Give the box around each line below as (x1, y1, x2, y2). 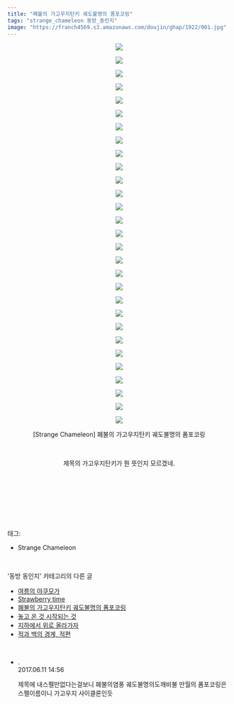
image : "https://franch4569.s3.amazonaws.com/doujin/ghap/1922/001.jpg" (7, 23, 227, 31)
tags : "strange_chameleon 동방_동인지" (7, 17, 118, 24)
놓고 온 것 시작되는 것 (17, 612, 77, 621)
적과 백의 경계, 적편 (17, 630, 71, 639)
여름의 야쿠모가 (17, 587, 60, 595)
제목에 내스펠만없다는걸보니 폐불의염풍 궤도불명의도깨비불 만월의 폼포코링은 (17, 680, 227, 689)
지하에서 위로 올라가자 (17, 621, 79, 629)
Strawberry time (17, 595, 65, 604)
